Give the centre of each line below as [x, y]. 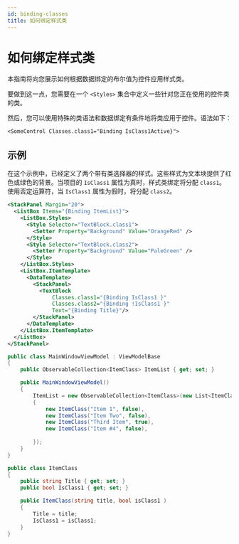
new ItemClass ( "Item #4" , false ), [96, 429]
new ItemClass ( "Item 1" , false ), [95, 409]
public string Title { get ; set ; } [73, 481]
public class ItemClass [43, 468]
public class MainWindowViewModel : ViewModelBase [84, 356]
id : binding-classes [38, 14]
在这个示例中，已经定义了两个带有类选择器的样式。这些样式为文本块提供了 [116, 174]
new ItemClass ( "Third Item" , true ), [100, 422]
